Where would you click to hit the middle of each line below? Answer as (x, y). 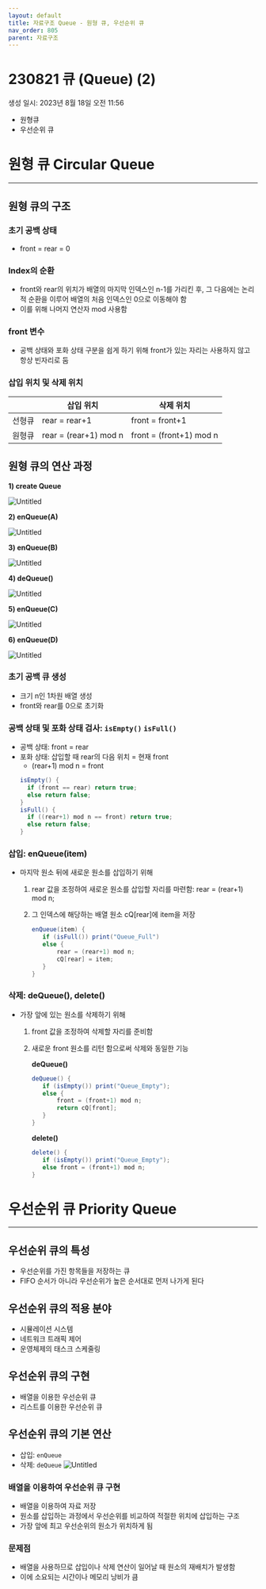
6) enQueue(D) (33, 639)
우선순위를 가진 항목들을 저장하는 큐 (75, 1271)
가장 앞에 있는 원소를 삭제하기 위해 (72, 1014)
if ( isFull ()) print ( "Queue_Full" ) (101, 937)
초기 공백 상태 (33, 231)
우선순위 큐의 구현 (49, 1376)
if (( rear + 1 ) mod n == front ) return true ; (100, 817)
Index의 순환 (32, 271)
